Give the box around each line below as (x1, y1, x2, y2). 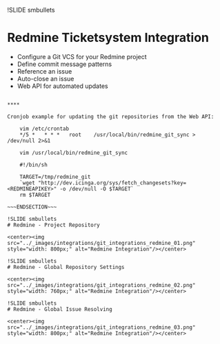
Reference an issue (17, 67, 72, 75)
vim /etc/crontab (19, 125, 70, 132)
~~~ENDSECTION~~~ (7, 203, 57, 211)
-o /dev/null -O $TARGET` (59, 185, 134, 192)
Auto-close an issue (17, 74, 74, 83)
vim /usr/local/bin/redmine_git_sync (19, 149, 128, 156)
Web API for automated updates (17, 82, 108, 90)
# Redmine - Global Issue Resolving (7, 305, 112, 312)
